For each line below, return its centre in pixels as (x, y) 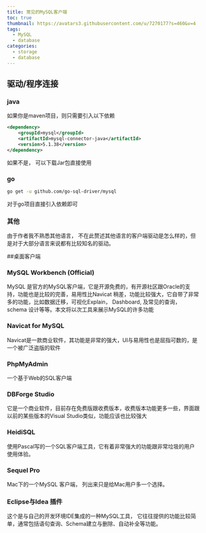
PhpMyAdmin (28, 363)
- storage (25, 52)
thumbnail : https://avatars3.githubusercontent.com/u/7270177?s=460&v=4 (101, 23)
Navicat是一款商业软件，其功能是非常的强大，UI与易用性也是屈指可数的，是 (102, 340)
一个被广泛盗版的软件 (34, 348)
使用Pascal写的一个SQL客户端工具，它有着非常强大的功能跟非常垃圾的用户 (101, 446)
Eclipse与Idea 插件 (35, 501)
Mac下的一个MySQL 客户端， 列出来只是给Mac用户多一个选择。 (88, 484)
